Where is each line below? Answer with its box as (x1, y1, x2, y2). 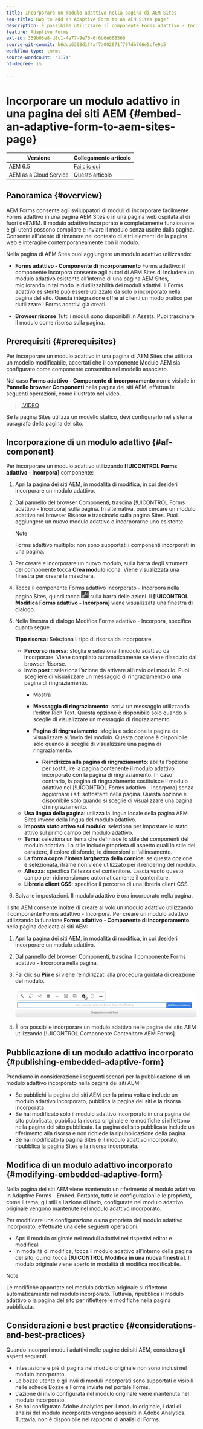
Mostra (33, 691, 51, 698)
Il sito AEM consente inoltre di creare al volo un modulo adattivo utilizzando (6, 904, 193, 911)
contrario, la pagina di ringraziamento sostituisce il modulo (42, 777, 188, 785)
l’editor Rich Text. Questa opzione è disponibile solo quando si (33, 709, 188, 716)
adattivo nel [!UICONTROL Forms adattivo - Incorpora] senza (42, 784, 194, 791)
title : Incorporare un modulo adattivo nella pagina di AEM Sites (6, 10, 177, 16)
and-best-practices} (6, 1330, 86, 1340)
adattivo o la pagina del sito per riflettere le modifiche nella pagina (6, 1297, 171, 1304)
